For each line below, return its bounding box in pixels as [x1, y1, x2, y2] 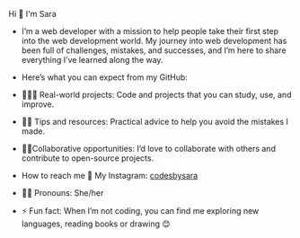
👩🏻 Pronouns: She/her [21, 188, 104, 198]
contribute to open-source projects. [21, 153, 154, 163]
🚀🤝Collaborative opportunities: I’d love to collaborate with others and [21, 144, 276, 154]
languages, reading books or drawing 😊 [21, 218, 172, 229]
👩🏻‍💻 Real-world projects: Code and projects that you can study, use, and [21, 90, 292, 100]
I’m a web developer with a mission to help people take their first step [21, 26, 279, 36]
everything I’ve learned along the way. [21, 55, 163, 65]
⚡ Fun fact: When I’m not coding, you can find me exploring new [21, 206, 260, 216]
